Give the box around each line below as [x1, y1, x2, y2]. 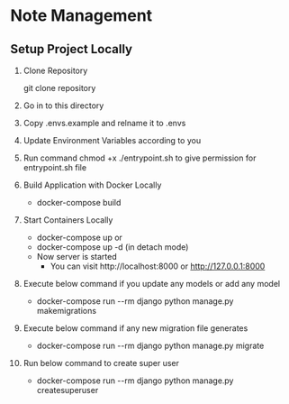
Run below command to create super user [23, 358, 179, 368]
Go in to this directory [23, 100, 104, 111]
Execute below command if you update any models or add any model [23, 279, 281, 289]
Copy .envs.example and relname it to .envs [23, 118, 186, 128]
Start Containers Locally [23, 215, 113, 225]
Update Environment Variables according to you [23, 135, 202, 145]
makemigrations [36, 306, 97, 316]
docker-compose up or [36, 232, 122, 243]
